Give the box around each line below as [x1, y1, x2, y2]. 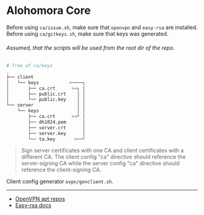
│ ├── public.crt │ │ [6, 91, 86, 97]
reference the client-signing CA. [21, 166, 101, 173]
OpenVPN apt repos [15, 195, 66, 203]
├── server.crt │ [28, 125, 86, 131]
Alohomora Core [6, 4, 91, 18]
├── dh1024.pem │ [28, 119, 86, 125]
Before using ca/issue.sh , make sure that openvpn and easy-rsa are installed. [6, 24, 198, 31]
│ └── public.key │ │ [6, 96, 86, 103]
